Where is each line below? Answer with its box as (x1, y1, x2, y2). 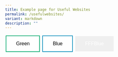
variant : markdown (5, 16, 42, 21)
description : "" (5, 20, 38, 26)
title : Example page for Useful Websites (5, 7, 91, 12)
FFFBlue (85, 41, 104, 47)
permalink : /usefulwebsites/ (5, 12, 64, 17)
